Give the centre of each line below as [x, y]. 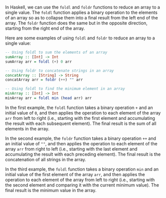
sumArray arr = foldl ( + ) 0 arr [38, 62]
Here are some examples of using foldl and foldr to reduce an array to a [80, 38]
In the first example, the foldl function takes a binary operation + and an [79, 107]
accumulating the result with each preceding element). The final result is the [83, 154]
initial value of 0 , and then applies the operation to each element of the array [83, 113]
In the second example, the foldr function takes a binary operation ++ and [81, 138]
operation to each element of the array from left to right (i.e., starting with [80, 180]
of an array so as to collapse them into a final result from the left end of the [82, 18]
